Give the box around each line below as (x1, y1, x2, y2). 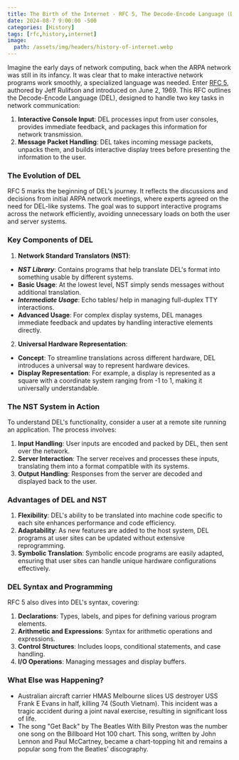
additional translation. (17, 288, 82, 296)
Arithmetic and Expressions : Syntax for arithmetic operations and (17, 627, 213, 636)
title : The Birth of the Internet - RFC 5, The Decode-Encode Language (7, 10, 224, 18)
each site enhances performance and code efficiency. (17, 519, 176, 527)
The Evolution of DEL (7, 171, 81, 181)
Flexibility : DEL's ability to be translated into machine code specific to (17, 511, 223, 520)
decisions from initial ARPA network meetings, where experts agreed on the (7, 194, 229, 203)
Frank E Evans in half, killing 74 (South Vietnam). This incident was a (17, 699, 218, 707)
